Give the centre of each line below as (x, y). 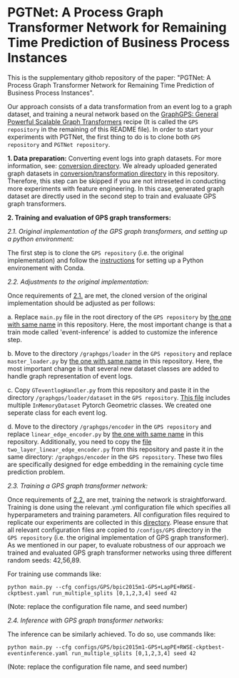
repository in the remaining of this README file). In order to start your (111, 129)
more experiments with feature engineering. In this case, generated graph (116, 188)
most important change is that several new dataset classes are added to (113, 369)
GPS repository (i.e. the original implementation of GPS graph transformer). (118, 537)
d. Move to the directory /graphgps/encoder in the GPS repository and (110, 426)
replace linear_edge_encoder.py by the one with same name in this (106, 434)
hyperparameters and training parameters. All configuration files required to (119, 515)
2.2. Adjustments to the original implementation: (78, 282)
